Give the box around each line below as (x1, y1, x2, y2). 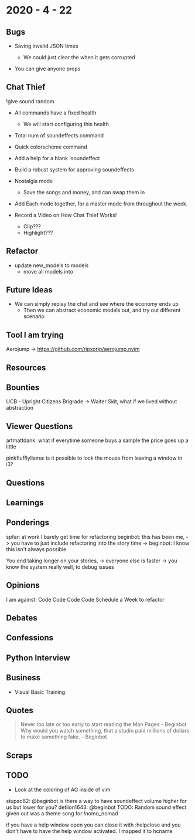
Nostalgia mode (14, 177, 53, 184)
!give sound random (6, 97, 54, 104)
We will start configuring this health (23, 120, 110, 127)
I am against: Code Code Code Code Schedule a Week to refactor (6, 596, 165, 603)
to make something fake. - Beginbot (20, 733, 107, 740)
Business (6, 673, 41, 683)
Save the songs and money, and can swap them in (23, 188, 145, 195)
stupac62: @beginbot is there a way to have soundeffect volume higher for (6, 797, 187, 804)
